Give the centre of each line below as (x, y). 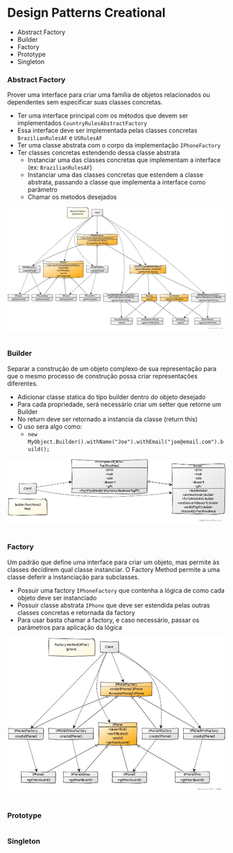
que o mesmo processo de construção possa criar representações (102, 376)
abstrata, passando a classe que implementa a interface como (116, 182)
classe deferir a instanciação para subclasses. (74, 577)
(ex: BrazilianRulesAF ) (60, 168)
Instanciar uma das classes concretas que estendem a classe (115, 175)
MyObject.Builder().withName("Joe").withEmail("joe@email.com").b (126, 442)
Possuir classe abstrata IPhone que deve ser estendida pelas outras (113, 605)
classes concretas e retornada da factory (76, 612)
